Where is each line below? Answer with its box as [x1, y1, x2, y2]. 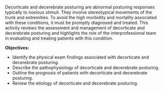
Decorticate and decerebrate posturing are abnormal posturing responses [5, 4, 155, 10]
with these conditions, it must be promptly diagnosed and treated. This [5, 20, 148, 25]
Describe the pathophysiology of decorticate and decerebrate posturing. [12, 65, 160, 70]
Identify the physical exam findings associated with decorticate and [12, 54, 149, 60]
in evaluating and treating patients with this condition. [5, 35, 113, 41]
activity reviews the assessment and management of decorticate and [5, 25, 145, 31]
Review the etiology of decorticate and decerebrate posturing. [12, 80, 138, 86]
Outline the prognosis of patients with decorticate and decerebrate [12, 70, 147, 75]
